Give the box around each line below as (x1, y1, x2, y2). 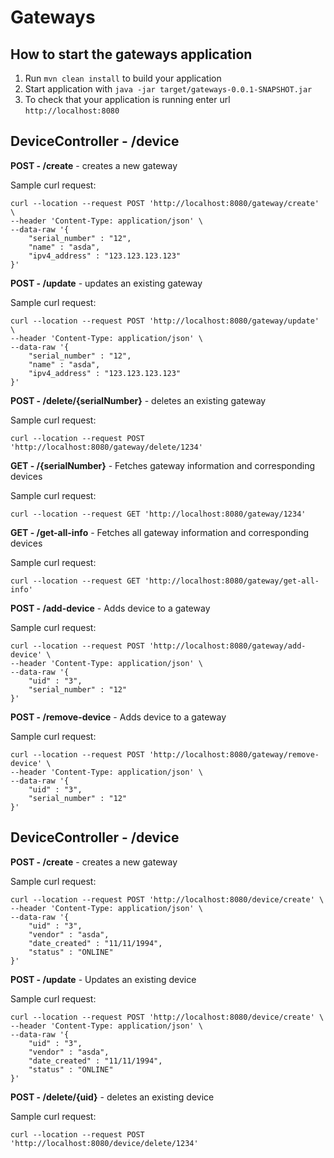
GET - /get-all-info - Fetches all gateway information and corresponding (10, 526, 310, 538)
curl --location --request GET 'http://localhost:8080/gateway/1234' (10, 509, 307, 519)
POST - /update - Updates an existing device (10, 973, 197, 985)
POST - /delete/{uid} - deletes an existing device (10, 1091, 215, 1103)
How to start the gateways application (10, 46, 253, 63)
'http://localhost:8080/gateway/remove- (148, 749, 320, 760)
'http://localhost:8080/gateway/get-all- (144, 576, 320, 586)
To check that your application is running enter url (24, 94, 231, 105)
